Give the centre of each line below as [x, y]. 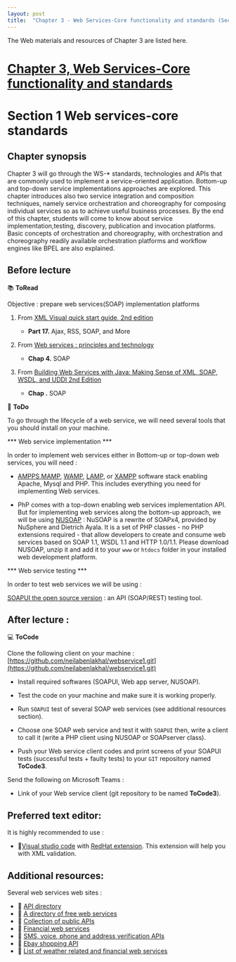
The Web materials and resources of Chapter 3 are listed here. [98, 40]
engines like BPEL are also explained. [61, 248]
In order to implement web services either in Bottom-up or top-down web [113, 455]
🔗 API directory [39, 906]
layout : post [26, 14]
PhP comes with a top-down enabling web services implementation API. [122, 505]
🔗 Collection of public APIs [56, 921]
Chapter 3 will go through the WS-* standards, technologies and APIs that [115, 174]
